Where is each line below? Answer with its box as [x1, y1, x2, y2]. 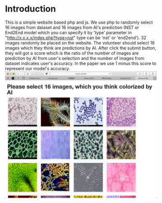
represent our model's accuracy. [5, 65, 70, 71]
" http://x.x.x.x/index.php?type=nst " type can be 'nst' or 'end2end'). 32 [5, 35, 146, 41]
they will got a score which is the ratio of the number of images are [5, 50, 139, 56]
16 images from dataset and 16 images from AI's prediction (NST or [5, 24, 139, 30]
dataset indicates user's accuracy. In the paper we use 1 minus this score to [5, 60, 157, 66]
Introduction [5, 3, 56, 14]
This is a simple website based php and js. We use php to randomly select [5, 19, 153, 25]
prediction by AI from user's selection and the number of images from [5, 55, 145, 61]
